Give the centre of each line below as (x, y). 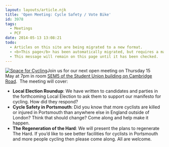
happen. (21, 123)
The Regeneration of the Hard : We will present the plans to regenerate (86, 128)
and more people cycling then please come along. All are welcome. (82, 139)
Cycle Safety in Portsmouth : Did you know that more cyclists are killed (86, 107)
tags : (11, 24)
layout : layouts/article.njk (36, 10)
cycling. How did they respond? (45, 102)
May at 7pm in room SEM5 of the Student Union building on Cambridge (79, 76)
